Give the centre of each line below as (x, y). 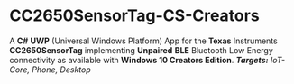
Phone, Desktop (61, 70)
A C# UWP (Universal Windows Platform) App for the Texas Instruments (143, 41)
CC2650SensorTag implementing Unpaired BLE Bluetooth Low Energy (141, 50)
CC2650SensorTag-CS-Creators (134, 16)
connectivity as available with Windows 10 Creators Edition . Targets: (139, 60)
